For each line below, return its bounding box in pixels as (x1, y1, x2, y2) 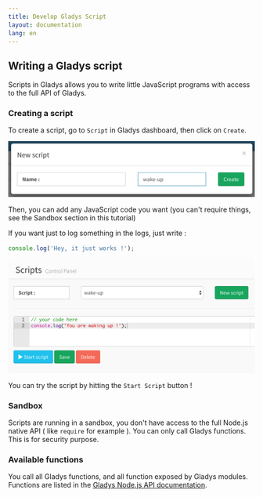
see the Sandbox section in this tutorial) (8, 213, 136, 223)
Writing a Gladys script (8, 59, 123, 72)
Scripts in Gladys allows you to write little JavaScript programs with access (8, 80, 250, 89)
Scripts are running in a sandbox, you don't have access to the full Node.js (8, 418, 249, 427)
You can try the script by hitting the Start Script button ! (8, 380, 193, 390)
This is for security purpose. (8, 435, 99, 444)
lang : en (8, 29, 37, 37)
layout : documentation (8, 20, 82, 29)
